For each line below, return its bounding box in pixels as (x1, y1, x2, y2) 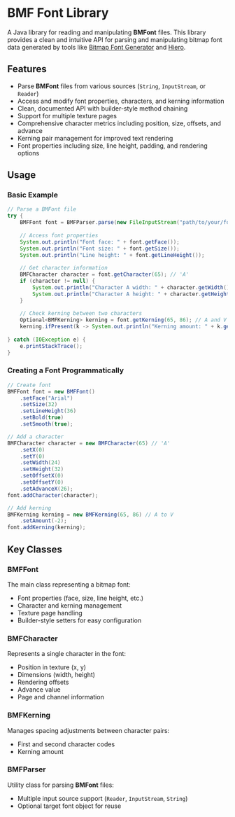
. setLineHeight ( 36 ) (20, 407, 77, 414)
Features (7, 63, 47, 75)
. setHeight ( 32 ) (20, 466, 64, 473)
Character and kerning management (17, 601, 122, 610)
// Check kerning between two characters (20, 310, 142, 317)
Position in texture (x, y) (17, 663, 86, 671)
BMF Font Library (7, 5, 109, 21)
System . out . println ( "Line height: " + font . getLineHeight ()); (20, 251, 205, 258)
